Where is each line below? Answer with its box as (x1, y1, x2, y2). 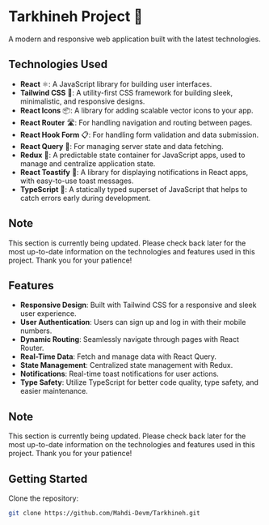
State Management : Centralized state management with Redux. (19, 361, 233, 370)
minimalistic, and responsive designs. (19, 96, 145, 106)
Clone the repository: (8, 493, 79, 503)
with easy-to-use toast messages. (19, 176, 134, 186)
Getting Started (8, 472, 88, 485)
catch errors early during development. (19, 193, 151, 203)
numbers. (19, 326, 53, 335)
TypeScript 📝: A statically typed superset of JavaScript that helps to (19, 184, 248, 194)
